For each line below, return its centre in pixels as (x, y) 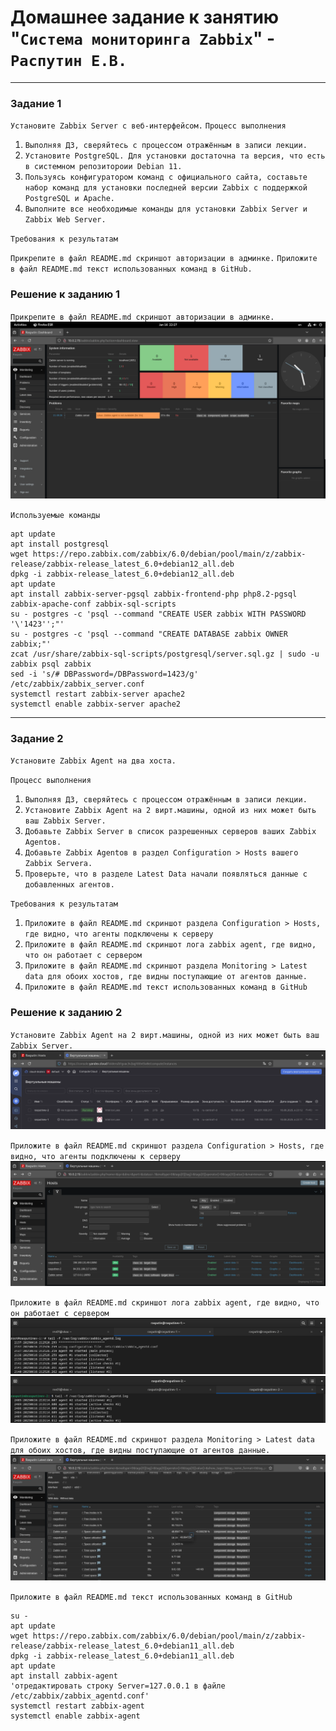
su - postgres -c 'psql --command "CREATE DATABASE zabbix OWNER (149, 634)
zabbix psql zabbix (51, 664)
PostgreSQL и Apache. (69, 199)
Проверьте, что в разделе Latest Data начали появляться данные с (166, 874)
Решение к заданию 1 (65, 294)
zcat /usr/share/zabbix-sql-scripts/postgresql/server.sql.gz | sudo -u (165, 654)
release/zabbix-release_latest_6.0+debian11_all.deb (122, 1646)
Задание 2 (37, 738)
